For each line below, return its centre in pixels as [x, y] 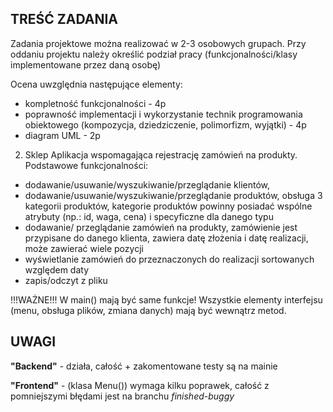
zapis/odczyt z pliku [66, 280]
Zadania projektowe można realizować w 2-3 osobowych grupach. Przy [158, 43]
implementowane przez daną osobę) [86, 64]
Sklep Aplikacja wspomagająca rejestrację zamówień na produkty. [161, 154]
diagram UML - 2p [62, 135]
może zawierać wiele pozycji [84, 248]
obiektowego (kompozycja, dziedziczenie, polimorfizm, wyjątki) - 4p [165, 124]
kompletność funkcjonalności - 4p [95, 103]
